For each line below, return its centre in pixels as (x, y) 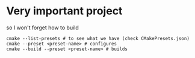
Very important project (64, 11)
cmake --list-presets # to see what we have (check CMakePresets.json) (98, 38)
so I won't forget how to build (43, 28)
